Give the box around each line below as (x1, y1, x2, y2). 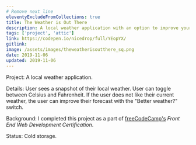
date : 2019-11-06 (6, 52, 48, 58)
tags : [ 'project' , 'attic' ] (6, 30, 75, 36)
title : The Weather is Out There (6, 19, 87, 25)
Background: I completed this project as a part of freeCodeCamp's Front (6, 115, 180, 122)
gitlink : (6, 42, 27, 47)
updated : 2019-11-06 (6, 57, 57, 63)
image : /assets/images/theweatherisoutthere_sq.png (6, 47, 134, 53)
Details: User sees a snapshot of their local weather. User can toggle (6, 85, 171, 92)
